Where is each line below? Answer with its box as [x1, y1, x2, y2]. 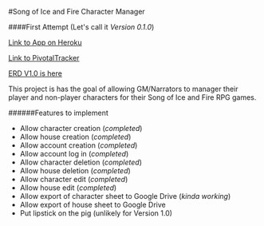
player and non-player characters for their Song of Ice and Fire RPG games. [8, 93, 257, 102]
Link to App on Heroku [8, 38, 82, 47]
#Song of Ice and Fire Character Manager [8, 7, 145, 16]
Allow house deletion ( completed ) [19, 166, 132, 175]
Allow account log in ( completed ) [19, 149, 129, 158]
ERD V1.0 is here [8, 69, 62, 78]
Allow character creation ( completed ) [19, 124, 143, 133]
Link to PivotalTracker [8, 54, 80, 62]
